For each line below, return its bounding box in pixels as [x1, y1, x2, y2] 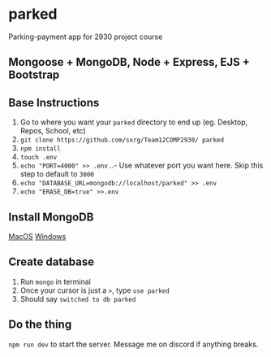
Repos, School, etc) [19, 126, 87, 136]
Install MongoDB [8, 210, 94, 224]
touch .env [19, 154, 58, 162]
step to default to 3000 [19, 169, 95, 179]
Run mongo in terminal [19, 276, 91, 286]
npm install [19, 145, 61, 153]
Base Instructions [8, 95, 100, 110]
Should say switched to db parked [19, 294, 136, 303]
